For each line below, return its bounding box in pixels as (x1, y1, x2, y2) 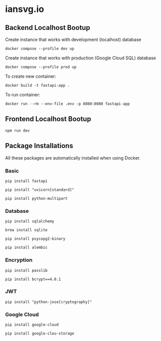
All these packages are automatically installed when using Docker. (5, 155, 141, 161)
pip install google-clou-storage (5, 331, 75, 336)
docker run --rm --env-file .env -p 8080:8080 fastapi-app (5, 101, 130, 106)
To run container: (5, 92, 41, 98)
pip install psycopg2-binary (5, 236, 66, 241)
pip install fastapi (5, 178, 48, 183)
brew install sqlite (5, 228, 48, 233)
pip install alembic (5, 245, 48, 250)
